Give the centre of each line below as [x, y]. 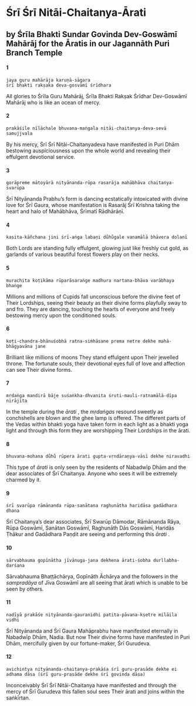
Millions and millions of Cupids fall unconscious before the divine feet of [93, 297]
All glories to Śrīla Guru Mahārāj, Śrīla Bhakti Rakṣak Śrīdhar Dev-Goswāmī [97, 96]
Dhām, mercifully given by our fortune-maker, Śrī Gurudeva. [79, 643]
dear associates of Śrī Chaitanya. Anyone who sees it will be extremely [92, 474]
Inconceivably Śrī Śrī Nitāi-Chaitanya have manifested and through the [91, 685]
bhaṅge [14, 285]
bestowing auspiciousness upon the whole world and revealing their [89, 151]
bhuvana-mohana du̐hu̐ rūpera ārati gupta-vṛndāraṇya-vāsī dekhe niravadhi [98, 457]
